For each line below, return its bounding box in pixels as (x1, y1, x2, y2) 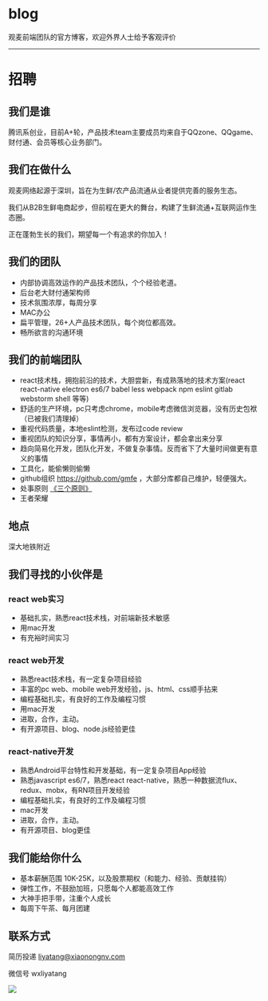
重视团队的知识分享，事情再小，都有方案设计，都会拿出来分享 (19, 434, 223, 443)
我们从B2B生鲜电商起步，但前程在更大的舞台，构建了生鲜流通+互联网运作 (8, 202, 250, 212)
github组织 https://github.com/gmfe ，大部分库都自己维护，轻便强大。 (19, 473, 251, 483)
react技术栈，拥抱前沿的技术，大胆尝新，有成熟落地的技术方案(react (19, 375, 246, 385)
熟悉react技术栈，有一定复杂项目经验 (19, 674, 142, 684)
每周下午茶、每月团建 (19, 904, 90, 913)
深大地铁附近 (8, 542, 50, 552)
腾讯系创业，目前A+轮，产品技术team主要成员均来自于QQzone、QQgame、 (8, 127, 258, 136)
